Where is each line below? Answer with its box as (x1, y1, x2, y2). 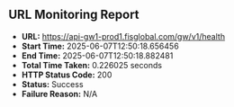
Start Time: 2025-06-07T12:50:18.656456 (21, 40, 179, 51)
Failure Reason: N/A (21, 88, 98, 99)
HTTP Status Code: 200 (21, 69, 112, 80)
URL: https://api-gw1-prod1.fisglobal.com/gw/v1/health (21, 31, 226, 41)
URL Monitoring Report (8, 7, 140, 22)
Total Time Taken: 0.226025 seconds (21, 59, 163, 70)
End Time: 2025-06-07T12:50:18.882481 (21, 49, 174, 61)
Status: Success (21, 78, 84, 89)
